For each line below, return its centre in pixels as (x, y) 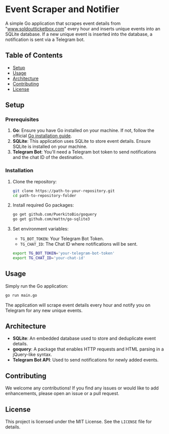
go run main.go (21, 295)
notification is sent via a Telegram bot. (45, 40)
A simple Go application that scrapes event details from (63, 23)
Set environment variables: (40, 229)
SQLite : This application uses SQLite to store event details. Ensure (81, 141)
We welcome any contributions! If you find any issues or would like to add (82, 388)
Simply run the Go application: (37, 286)
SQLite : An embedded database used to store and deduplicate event (84, 338)
